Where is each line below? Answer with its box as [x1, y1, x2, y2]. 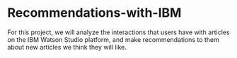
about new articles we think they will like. [7, 43, 127, 51]
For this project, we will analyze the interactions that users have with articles [7, 28, 230, 36]
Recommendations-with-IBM [7, 5, 182, 21]
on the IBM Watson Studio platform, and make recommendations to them [7, 35, 219, 43]
